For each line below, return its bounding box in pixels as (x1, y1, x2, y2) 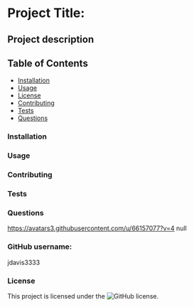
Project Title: (7, 5, 85, 21)
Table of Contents (7, 57, 89, 69)
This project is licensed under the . (7, 291, 158, 300)
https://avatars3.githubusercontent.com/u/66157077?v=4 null (7, 224, 187, 232)
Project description (7, 33, 95, 45)
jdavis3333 (7, 258, 41, 266)
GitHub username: (7, 242, 72, 252)
